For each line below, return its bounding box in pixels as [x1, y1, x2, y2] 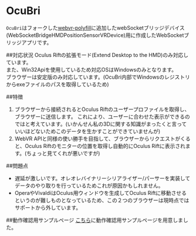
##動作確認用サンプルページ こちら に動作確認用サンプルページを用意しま [6, 216, 184, 224]
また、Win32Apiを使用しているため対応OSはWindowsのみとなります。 [6, 66, 177, 73]
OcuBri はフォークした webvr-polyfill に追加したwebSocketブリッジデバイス [6, 24, 185, 31]
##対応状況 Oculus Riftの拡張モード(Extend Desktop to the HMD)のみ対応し [6, 51, 189, 58]
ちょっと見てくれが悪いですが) [26, 150, 100, 157]
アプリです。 [21, 39, 52, 46]
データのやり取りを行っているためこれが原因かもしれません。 [14, 182, 164, 189]
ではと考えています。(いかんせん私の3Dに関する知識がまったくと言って [14, 120, 187, 127]
